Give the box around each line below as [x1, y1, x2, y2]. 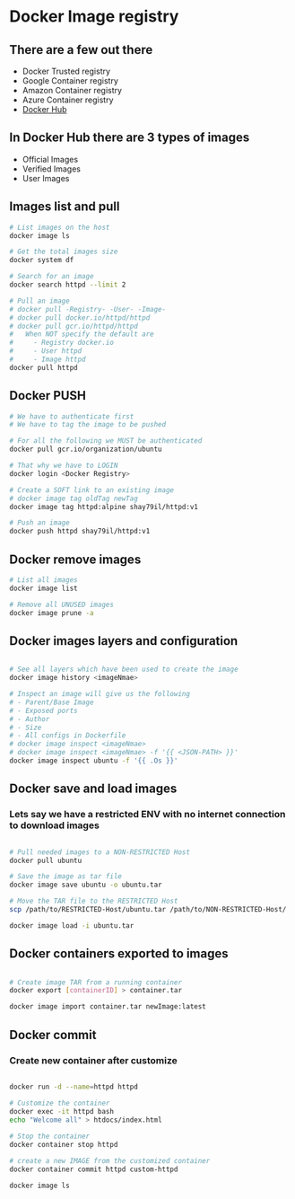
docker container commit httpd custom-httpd [9, 1165, 178, 1174]
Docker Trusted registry [22, 66, 110, 76]
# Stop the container [9, 1132, 91, 1142]
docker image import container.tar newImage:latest [9, 1002, 206, 1011]
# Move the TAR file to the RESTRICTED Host [9, 896, 178, 906]
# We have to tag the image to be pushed [9, 420, 167, 429]
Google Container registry [22, 75, 119, 86]
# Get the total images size [9, 247, 118, 257]
